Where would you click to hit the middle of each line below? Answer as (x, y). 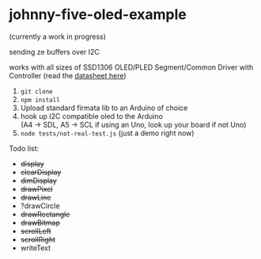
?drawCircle (40, 206)
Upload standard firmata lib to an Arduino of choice (104, 108)
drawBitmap (40, 223)
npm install (40, 100)
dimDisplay (39, 181)
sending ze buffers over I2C (54, 51)
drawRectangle (45, 214)
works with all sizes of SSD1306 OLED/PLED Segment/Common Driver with (131, 67)
